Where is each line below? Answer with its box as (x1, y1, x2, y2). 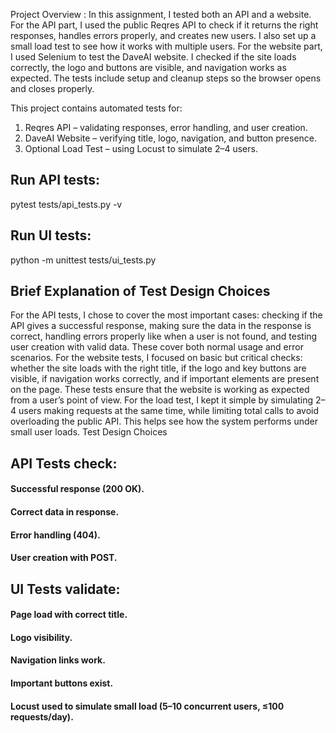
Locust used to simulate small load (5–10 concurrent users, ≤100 (10, 700, 285, 712)
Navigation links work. (10, 654, 106, 666)
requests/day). (10, 710, 74, 723)
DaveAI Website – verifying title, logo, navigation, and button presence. (24, 132, 318, 144)
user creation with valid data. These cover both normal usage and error (10, 341, 304, 353)
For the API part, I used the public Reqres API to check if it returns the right (10, 19, 319, 31)
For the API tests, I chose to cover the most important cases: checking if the (10, 309, 323, 321)
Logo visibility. (10, 631, 73, 643)
